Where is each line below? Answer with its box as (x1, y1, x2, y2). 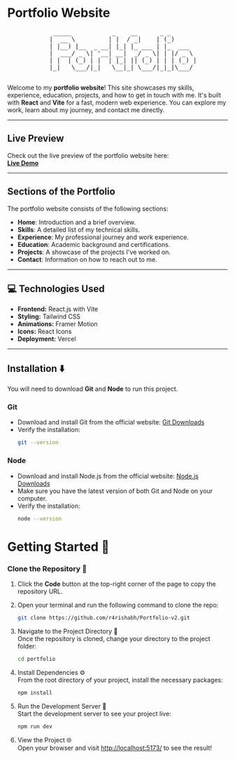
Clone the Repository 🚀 (7, 563, 87, 573)
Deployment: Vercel (17, 335, 76, 343)
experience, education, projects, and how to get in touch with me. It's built (7, 90, 222, 99)
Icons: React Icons (17, 328, 72, 336)
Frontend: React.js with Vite (17, 305, 99, 314)
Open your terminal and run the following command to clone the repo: (17, 601, 219, 610)
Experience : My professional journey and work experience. (17, 233, 189, 241)
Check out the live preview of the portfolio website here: (7, 151, 169, 159)
